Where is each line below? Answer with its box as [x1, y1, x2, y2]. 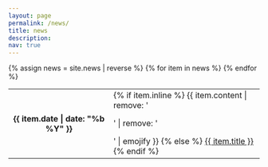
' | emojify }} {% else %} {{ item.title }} [112, 136, 254, 147]
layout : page [8, 11, 52, 20]
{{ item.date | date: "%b [13, 113, 105, 125]
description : [8, 34, 52, 42]
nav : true [8, 42, 41, 50]
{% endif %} [112, 145, 160, 157]
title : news [8, 26, 48, 34]
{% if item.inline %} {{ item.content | [112, 89, 247, 101]
